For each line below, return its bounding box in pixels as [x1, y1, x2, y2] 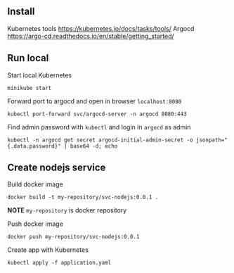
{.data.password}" [7, 142, 61, 150]
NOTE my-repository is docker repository [7, 206, 127, 215]
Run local [7, 52, 49, 64]
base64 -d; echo [70, 142, 118, 150]
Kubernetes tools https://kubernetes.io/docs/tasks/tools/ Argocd [7, 24, 195, 32]
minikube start [7, 84, 52, 91]
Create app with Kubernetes [7, 246, 89, 254]
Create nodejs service [7, 162, 106, 174]
